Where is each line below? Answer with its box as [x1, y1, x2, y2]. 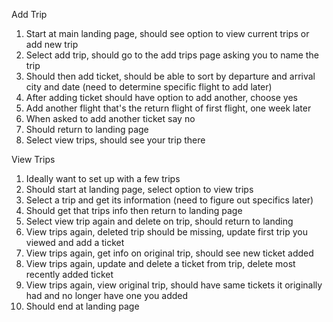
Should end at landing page [25, 300, 140, 312]
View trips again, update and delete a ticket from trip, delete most [25, 258, 296, 269]
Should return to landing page [25, 124, 149, 135]
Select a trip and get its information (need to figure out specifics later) [25, 194, 314, 206]
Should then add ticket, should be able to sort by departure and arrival [25, 70, 316, 82]
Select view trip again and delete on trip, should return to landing [25, 215, 294, 227]
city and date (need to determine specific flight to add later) [25, 81, 273, 93]
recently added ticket [25, 269, 114, 280]
